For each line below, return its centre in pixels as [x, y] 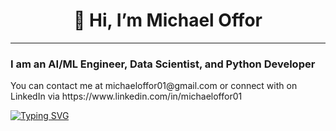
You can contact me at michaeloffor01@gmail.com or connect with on [154, 86]
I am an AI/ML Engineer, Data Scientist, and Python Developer [163, 64]
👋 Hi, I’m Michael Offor [168, 20]
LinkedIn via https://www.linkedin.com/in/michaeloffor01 [126, 96]
